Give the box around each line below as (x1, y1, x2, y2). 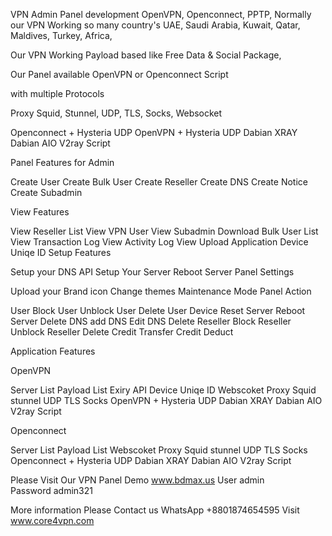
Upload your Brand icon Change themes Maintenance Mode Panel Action (10, 285, 312, 297)
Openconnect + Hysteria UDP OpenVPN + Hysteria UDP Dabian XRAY (10, 127, 298, 138)
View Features (10, 206, 70, 218)
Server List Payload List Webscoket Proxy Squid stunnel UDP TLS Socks (10, 444, 308, 456)
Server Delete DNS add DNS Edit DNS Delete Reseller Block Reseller (10, 315, 292, 327)
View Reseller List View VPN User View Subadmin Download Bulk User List (10, 225, 319, 237)
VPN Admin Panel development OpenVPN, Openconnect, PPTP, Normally (10, 9, 312, 20)
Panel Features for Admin (10, 157, 115, 168)
